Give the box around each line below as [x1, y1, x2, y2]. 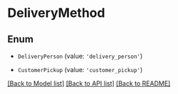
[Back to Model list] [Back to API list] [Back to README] [7, 79, 171, 88]
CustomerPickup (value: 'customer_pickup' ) [17, 66, 143, 74]
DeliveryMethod [7, 5, 105, 21]
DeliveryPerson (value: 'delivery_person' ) [17, 52, 143, 60]
